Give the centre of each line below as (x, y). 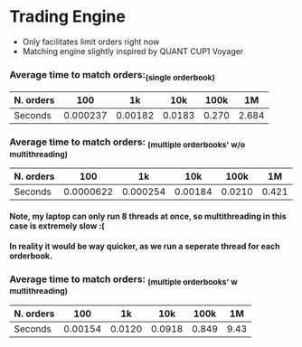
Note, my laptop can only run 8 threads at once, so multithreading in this (148, 216)
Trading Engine (68, 17)
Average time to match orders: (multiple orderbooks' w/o (127, 143)
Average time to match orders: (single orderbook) (112, 75)
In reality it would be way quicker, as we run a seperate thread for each (145, 247)
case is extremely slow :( (57, 225)
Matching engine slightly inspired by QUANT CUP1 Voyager (133, 51)
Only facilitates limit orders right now (91, 42)
